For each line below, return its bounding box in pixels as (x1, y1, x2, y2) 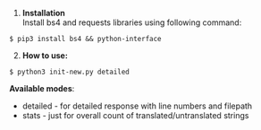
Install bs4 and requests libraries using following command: (21, 17, 242, 28)
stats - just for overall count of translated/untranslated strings (21, 110, 249, 120)
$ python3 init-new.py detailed (9, 67, 130, 76)
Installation (21, 8, 65, 18)
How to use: (21, 50, 69, 61)
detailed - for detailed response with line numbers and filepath (21, 100, 253, 111)
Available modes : (9, 83, 75, 93)
